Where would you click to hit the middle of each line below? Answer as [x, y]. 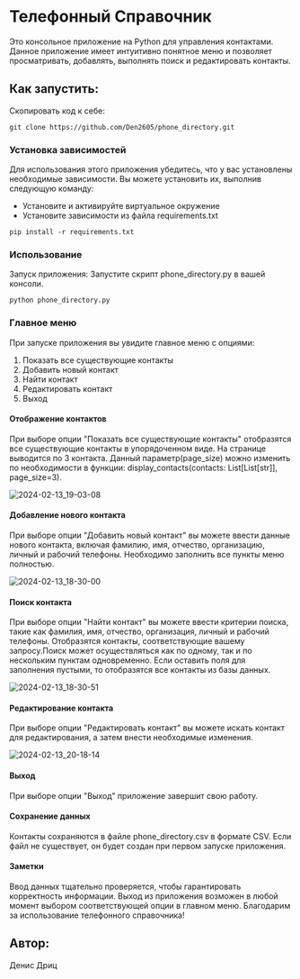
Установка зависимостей [68, 150]
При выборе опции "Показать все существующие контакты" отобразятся [150, 439]
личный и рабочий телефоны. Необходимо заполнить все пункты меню [147, 555]
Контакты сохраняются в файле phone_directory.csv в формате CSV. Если [150, 836]
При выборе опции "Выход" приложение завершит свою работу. [134, 795]
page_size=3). [36, 477]
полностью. [32, 564]
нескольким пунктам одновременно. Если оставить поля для [128, 660]
